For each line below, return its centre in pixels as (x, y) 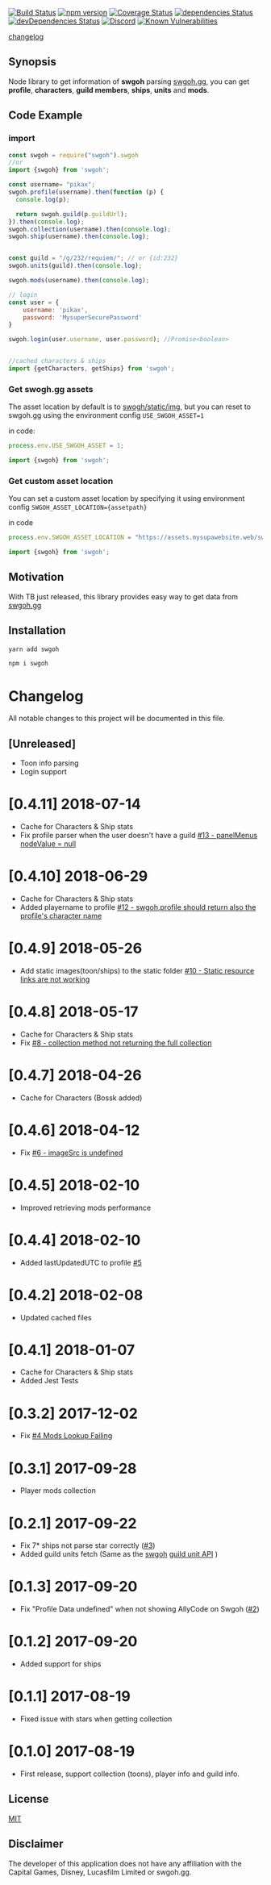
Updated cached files (56, 1317)
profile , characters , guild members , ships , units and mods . (109, 90)
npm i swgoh (28, 664)
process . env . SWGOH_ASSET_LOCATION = (70, 538)
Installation (37, 630)
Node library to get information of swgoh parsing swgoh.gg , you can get (129, 81)
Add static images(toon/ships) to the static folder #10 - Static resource (137, 970)
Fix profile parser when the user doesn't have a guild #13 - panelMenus (139, 836)
